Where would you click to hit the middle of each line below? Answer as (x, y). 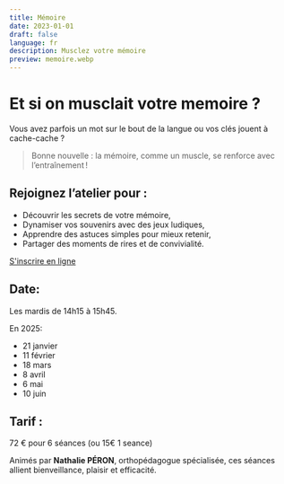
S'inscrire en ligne (43, 260)
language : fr (34, 43)
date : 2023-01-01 (42, 26)
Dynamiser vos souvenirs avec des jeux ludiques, (113, 224)
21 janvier (40, 346)
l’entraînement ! (59, 165)
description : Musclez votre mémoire (77, 51)
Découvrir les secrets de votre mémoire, (97, 215)
